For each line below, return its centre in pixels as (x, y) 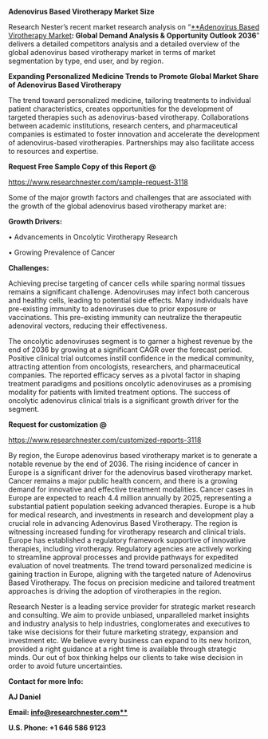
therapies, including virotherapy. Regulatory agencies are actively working (130, 549)
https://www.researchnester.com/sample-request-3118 (99, 182)
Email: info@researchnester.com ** (68, 712)
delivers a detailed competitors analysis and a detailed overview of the (124, 44)
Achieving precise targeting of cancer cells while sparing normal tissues (127, 283)
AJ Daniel (25, 697)
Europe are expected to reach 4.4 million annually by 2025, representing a (130, 498)
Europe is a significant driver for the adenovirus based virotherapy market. (130, 472)
